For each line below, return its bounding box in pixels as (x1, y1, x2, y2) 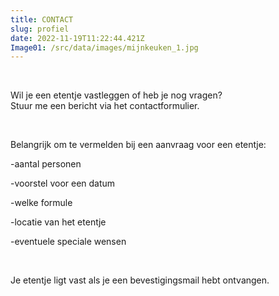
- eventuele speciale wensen (10, 236, 127, 248)
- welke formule (10, 197, 73, 209)
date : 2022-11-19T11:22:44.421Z (10, 33, 145, 43)
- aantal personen (10, 158, 82, 170)
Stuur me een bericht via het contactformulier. (10, 100, 200, 112)
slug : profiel (10, 24, 70, 34)
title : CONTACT (10, 14, 74, 25)
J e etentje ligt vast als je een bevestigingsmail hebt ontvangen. (10, 274, 270, 286)
